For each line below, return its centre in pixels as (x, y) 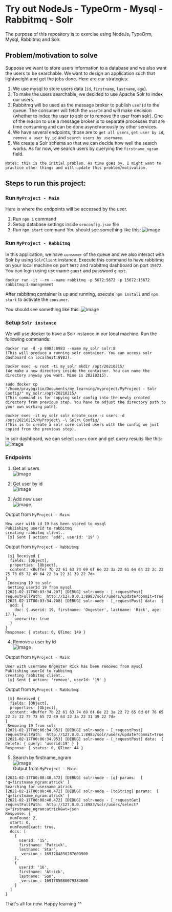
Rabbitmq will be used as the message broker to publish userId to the (86, 105)
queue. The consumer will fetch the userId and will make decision (82, 110)
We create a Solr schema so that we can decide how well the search (85, 143)
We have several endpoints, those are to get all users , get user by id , (89, 132)
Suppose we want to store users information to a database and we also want (86, 68)
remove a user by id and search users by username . (68, 137)
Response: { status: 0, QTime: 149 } (46, 633)
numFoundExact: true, (33, 827)
